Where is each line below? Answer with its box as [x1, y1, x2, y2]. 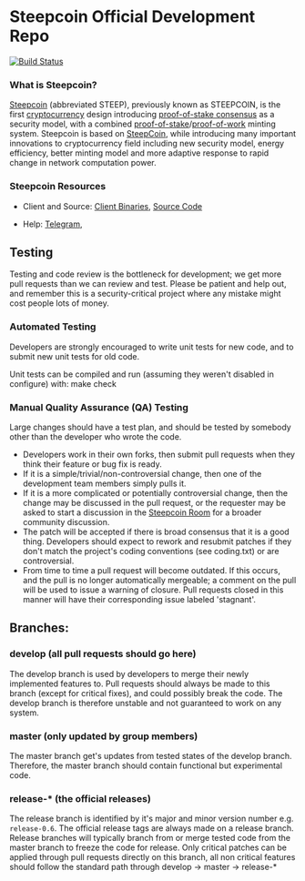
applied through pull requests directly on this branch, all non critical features [9, 852, 296, 863]
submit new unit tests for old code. [9, 350, 140, 361]
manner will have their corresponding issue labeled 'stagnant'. [22, 593, 257, 604]
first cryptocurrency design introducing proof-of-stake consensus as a [9, 109, 275, 120]
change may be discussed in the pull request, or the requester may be [22, 497, 287, 508]
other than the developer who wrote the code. [9, 430, 182, 442]
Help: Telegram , [22, 218, 83, 229]
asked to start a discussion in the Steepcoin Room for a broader [22, 507, 262, 518]
